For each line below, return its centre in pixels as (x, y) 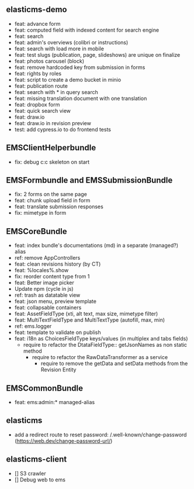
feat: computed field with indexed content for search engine (87, 30)
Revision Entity (58, 370)
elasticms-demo (37, 10)
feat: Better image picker (44, 283)
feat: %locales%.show (41, 270)
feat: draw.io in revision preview (53, 123)
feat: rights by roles (38, 73)
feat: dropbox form (37, 104)
